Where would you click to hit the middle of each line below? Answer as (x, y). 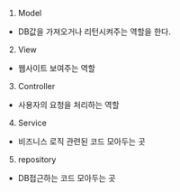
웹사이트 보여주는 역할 (57, 68)
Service (32, 123)
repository (37, 160)
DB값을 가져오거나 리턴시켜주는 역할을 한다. (94, 32)
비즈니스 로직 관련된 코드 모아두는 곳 (81, 142)
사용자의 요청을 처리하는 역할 (68, 105)
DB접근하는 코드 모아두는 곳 (67, 178)
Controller (36, 86)
